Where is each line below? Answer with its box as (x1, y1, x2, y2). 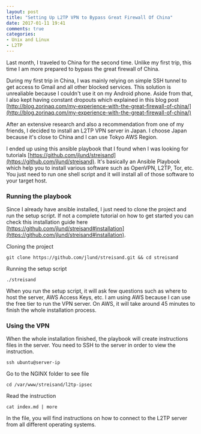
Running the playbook (6, 192, 72, 200)
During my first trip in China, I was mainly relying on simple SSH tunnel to (6, 76, 187, 84)
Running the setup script (6, 265, 67, 273)
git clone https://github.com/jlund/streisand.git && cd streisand (6, 255, 179, 261)
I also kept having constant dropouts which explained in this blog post (6, 96, 179, 103)
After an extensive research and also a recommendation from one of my (6, 120, 184, 128)
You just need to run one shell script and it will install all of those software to (6, 170, 194, 178)
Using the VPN (6, 321, 50, 330)
